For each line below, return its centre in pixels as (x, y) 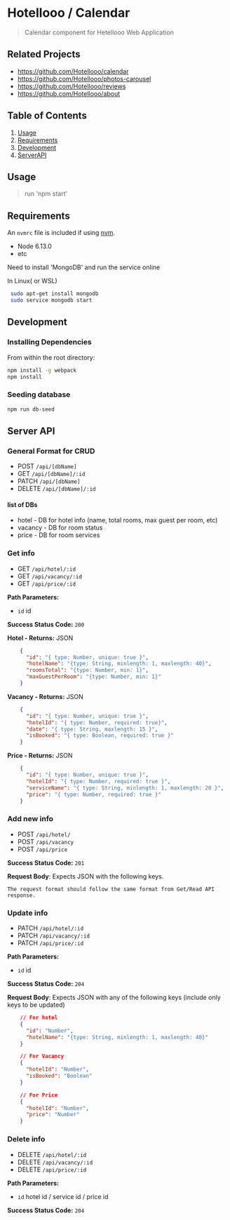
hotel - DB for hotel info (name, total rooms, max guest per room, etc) (117, 520)
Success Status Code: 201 (46, 862)
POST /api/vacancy (46, 841)
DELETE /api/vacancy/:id (55, 1162)
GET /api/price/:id (46, 583)
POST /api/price (42, 849)
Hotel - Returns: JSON (40, 638)
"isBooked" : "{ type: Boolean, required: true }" (100, 736)
